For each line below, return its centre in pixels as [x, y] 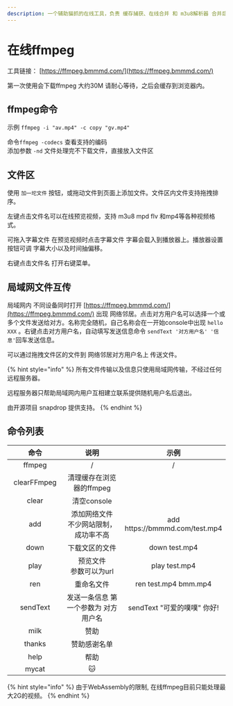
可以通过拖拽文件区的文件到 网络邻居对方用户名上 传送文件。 [94, 354]
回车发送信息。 [37, 340]
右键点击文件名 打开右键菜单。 [51, 263]
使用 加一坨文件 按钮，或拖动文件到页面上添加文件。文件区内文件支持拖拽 [110, 193]
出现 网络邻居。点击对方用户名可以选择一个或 [161, 314]
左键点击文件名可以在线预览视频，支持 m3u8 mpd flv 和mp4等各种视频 [108, 217]
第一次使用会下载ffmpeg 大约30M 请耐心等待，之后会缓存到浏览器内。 [108, 85]
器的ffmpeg [92, 488]
